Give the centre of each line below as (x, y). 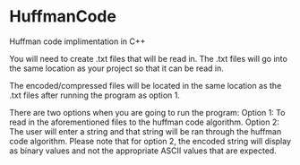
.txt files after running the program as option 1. (95, 95)
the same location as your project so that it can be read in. (116, 68)
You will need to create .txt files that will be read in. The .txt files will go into (149, 58)
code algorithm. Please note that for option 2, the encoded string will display (150, 141)
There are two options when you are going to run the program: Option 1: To (147, 112)
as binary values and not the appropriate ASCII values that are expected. (143, 151)
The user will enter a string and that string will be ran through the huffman (146, 131)
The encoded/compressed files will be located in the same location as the (146, 85)
